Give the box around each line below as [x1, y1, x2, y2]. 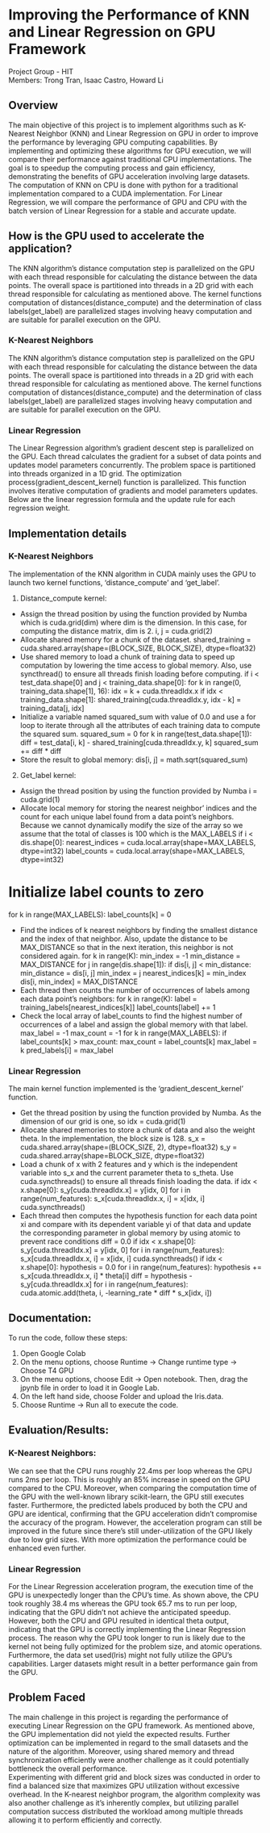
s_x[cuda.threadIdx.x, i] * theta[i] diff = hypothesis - [19, 1271, 193, 1281]
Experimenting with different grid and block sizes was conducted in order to [8, 1772, 260, 1781]
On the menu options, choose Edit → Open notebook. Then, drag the [19, 1374, 248, 1383]
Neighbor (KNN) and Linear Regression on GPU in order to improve [35, 128, 259, 138]
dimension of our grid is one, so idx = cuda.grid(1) [19, 1116, 186, 1127]
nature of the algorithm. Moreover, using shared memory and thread [8, 1746, 235, 1756]
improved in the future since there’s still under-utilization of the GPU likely [8, 1525, 253, 1535]
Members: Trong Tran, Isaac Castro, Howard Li [8, 75, 164, 85]
